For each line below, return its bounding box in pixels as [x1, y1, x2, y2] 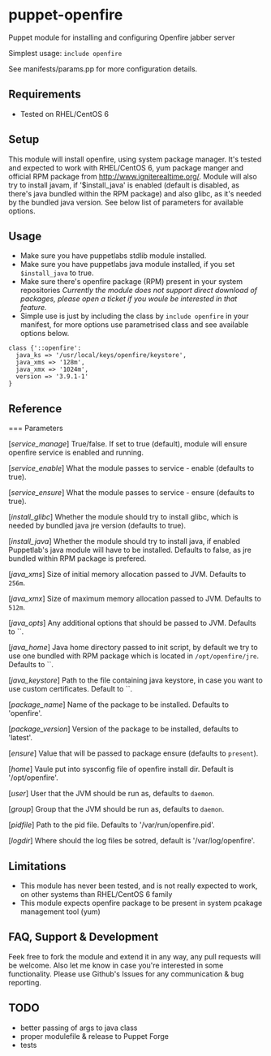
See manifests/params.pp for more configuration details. [8, 63, 198, 74]
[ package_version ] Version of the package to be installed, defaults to [8, 724, 239, 734]
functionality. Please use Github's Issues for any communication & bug [8, 968, 244, 979]
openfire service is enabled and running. [8, 448, 144, 458]
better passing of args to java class [19, 1023, 138, 1032]
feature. [19, 303, 47, 312]
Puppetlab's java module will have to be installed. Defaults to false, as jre [8, 545, 252, 555]
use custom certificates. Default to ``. [8, 684, 132, 694]
